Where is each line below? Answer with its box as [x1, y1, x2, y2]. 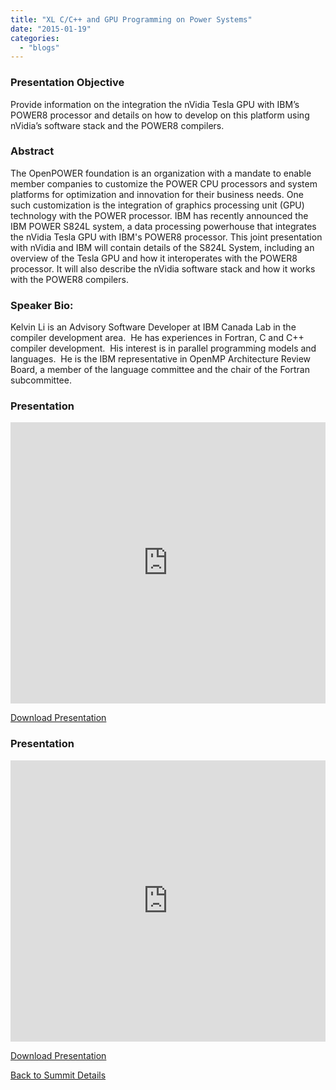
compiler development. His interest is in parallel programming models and [10, 342, 317, 355]
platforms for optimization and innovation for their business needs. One [10, 188, 304, 200]
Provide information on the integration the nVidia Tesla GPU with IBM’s [10, 98, 300, 110]
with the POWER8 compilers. [10, 273, 129, 285]
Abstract [10, 144, 55, 158]
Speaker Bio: [10, 298, 74, 312]
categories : [10, 33, 60, 43]
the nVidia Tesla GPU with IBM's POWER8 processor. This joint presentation [10, 231, 323, 243]
